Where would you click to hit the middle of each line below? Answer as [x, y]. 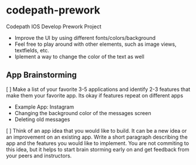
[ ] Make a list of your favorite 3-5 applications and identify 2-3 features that [98, 89]
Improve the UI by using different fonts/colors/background [85, 38]
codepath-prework [53, 10]
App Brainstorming [42, 75]
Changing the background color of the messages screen [83, 113]
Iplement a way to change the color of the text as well [80, 56]
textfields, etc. [32, 50]
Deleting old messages [42, 119]
